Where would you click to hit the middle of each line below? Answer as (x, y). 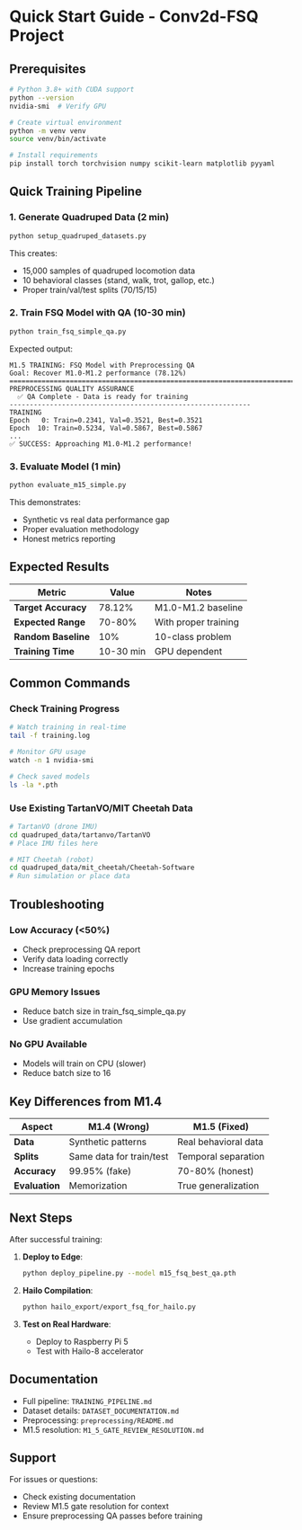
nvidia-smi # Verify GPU (58, 106)
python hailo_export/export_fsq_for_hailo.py (109, 1307)
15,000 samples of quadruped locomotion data (109, 271)
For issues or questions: (54, 1480)
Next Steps (41, 1218)
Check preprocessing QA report (81, 949)
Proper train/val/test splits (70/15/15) (89, 289)
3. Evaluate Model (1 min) (65, 467)
